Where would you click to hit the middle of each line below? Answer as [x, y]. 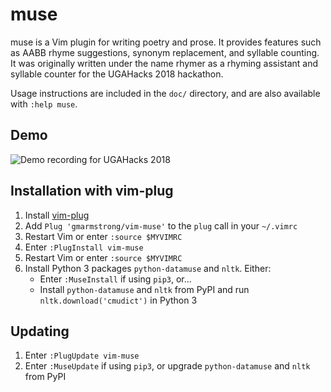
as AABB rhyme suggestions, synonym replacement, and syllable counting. [165, 52]
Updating [40, 331]
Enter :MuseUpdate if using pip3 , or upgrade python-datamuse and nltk [167, 366]
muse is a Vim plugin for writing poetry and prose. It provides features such [166, 42]
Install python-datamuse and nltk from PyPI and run [144, 289]
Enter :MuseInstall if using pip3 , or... [115, 279]
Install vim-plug [57, 215]
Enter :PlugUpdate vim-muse [82, 355]
